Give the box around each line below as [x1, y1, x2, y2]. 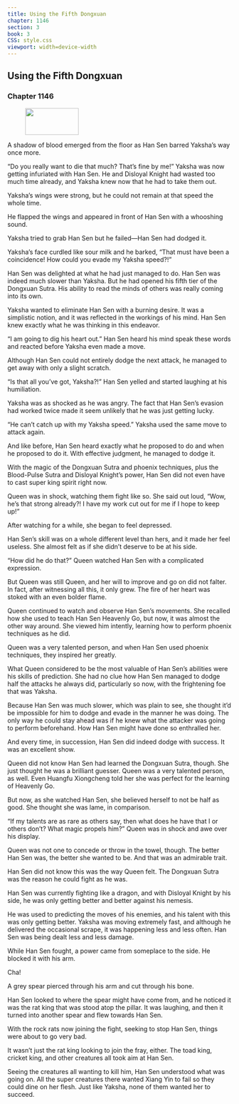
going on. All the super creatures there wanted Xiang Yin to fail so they [7, 1075, 215, 1083]
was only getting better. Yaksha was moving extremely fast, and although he [7, 917, 231, 926]
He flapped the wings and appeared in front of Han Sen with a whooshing [7, 212, 223, 221]
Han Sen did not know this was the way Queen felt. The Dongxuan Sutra [7, 867, 219, 876]
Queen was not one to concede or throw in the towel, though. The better [7, 846, 220, 854]
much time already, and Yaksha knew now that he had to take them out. [7, 177, 217, 185]
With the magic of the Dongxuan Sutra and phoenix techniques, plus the [7, 463, 219, 471]
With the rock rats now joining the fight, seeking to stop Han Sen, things [7, 1024, 218, 1033]
